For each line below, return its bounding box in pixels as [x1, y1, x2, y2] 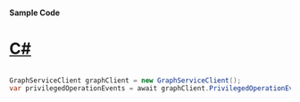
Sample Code [9, 7, 61, 18]
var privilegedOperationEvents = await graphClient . [9, 84, 210, 93]
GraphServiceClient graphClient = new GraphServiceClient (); [9, 76, 242, 85]
